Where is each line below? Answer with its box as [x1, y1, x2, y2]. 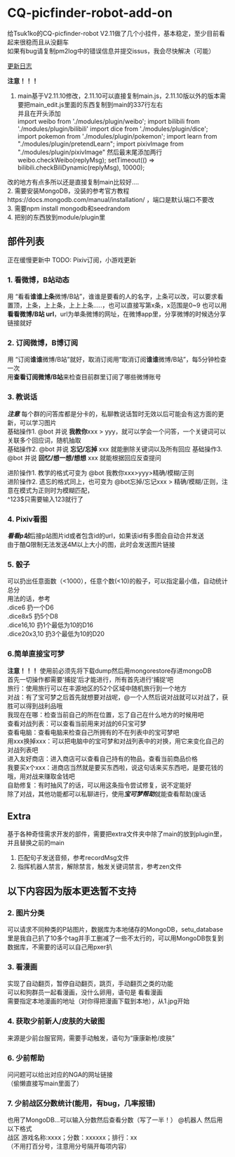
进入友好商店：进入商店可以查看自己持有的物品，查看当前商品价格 [7, 754, 198, 763]
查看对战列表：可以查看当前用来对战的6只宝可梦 [7, 719, 147, 728]
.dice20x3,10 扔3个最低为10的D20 [7, 630, 105, 638]
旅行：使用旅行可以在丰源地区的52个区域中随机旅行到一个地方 [7, 684, 187, 693]
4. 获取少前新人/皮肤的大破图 [7, 1016, 105, 1026]
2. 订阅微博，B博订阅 [7, 338, 79, 348]
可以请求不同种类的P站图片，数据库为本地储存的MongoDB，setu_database [7, 925, 223, 934]
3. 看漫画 [7, 962, 38, 972]
